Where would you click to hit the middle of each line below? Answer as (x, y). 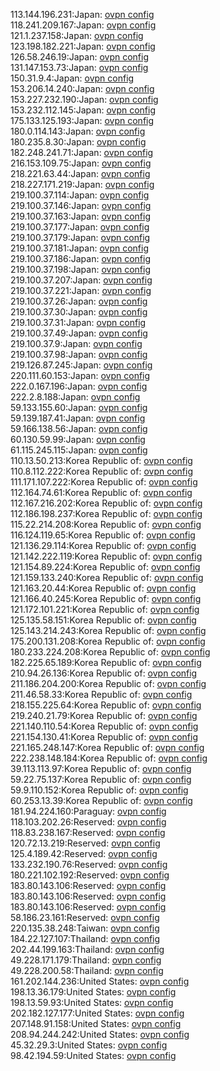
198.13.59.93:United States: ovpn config (92, 1002)
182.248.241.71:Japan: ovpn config (82, 152)
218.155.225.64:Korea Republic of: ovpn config (106, 705)
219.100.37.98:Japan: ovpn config (79, 354)
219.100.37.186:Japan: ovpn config (81, 258)
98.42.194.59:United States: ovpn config (93, 1055)
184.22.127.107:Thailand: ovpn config (85, 938)
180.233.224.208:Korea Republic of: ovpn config (110, 652)
